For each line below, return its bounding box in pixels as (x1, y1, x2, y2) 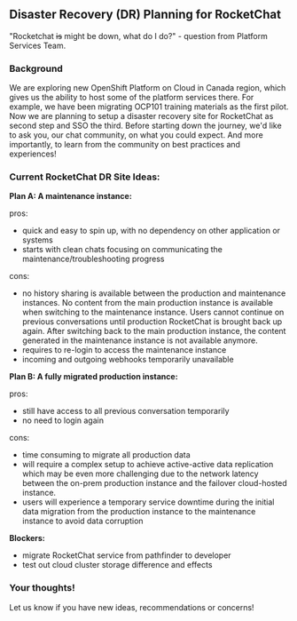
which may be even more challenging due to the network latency (21, 468, 259, 479)
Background (9, 62, 64, 75)
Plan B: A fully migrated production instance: (9, 371, 179, 382)
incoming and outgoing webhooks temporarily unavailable (21, 354, 234, 365)
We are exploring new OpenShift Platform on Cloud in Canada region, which (9, 83, 286, 93)
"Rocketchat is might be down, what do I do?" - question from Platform (9, 30, 269, 41)
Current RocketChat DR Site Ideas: (9, 171, 160, 183)
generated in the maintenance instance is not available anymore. (21, 335, 259, 346)
